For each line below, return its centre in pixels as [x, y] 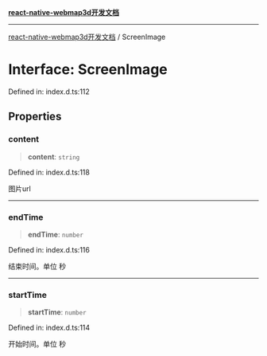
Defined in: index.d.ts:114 [49, 328]
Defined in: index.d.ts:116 [49, 249]
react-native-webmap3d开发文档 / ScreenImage [87, 37]
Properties [35, 117]
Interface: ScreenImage [88, 70]
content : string [54, 156]
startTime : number [57, 312]
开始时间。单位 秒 [37, 344]
